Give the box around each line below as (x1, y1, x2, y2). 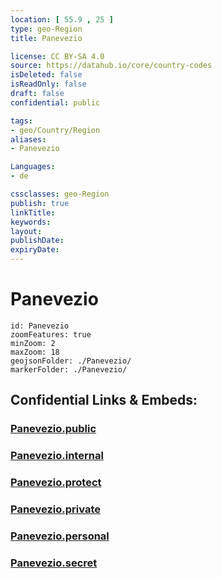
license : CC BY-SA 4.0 (10, 51, 105, 61)
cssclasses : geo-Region (10, 189, 110, 199)
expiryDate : (10, 245, 60, 255)
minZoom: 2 (10, 338, 56, 348)
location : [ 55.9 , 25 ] (10, 14, 114, 25)
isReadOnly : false (10, 79, 87, 90)
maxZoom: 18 (10, 347, 60, 357)
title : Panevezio (10, 33, 83, 43)
